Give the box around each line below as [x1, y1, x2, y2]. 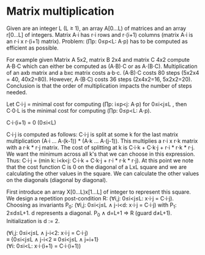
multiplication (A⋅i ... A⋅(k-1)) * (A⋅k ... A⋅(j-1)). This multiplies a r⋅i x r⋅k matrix [6, 137, 198, 145]
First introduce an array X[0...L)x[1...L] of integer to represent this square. [6, 188, 192, 196]
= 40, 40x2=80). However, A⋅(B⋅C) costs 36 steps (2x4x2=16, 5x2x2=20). [6, 75, 193, 83]
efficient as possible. [6, 44, 59, 51]
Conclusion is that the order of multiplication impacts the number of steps [6, 82, 192, 89]
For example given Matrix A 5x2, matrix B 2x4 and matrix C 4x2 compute [6, 56, 190, 63]
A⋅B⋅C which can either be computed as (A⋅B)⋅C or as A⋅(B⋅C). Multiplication [6, 63, 198, 70]
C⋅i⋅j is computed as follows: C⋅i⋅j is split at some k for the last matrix [6, 131, 179, 138]
